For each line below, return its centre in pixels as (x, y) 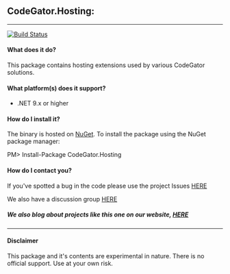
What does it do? (32, 50)
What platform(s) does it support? (56, 88)
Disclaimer (23, 241)
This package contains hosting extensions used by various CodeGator (106, 65)
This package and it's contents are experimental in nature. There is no (106, 256)
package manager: (34, 141)
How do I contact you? (39, 171)
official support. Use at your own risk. (60, 263)
